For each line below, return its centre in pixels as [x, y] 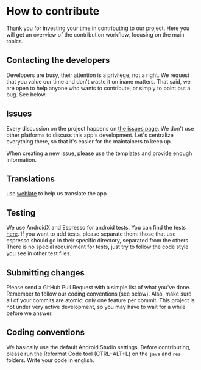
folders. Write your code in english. [50, 360]
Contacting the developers [58, 60]
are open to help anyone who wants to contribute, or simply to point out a [98, 88]
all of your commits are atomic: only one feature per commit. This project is [100, 300]
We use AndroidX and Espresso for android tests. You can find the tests [96, 228]
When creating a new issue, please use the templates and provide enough [99, 153]
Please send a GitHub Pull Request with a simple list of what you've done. [99, 287]
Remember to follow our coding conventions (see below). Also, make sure [99, 294]
